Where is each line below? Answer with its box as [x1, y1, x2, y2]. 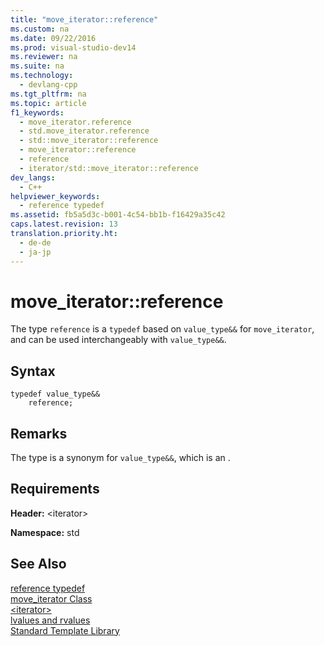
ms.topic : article [10, 98, 87, 108]
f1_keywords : [10, 107, 65, 118]
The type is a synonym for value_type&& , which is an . [10, 452, 231, 464]
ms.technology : [10, 71, 74, 81]
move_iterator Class [10, 592, 93, 605]
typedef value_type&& [10, 389, 101, 400]
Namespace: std [10, 526, 80, 538]
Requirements [10, 481, 100, 498]
